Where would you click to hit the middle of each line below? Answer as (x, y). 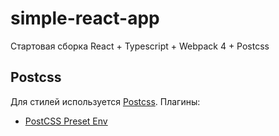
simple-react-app (85, 18)
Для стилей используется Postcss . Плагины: (105, 101)
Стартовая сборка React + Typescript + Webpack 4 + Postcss (140, 46)
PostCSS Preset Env (66, 121)
